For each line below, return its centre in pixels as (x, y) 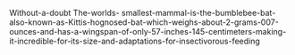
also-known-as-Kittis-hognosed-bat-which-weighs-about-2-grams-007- (144, 22)
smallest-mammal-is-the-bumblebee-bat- (198, 13)
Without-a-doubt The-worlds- (64, 13)
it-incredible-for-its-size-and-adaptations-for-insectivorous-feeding (135, 41)
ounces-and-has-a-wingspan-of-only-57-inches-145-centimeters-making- (148, 31)
